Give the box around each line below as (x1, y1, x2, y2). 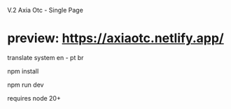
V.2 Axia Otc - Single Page (7, 6, 84, 14)
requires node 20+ (7, 94, 61, 102)
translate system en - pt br (7, 53, 84, 61)
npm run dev (7, 80, 44, 89)
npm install (7, 66, 39, 75)
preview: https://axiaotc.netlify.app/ (7, 31, 224, 46)
